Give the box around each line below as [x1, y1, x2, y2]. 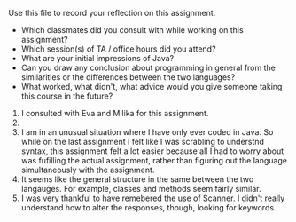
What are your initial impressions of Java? [20, 53, 175, 63]
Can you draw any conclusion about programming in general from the [20, 62, 276, 73]
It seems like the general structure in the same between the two [20, 174, 254, 185]
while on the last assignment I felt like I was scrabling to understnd [20, 137, 265, 147]
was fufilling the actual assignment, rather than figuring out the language [20, 155, 287, 165]
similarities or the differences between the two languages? [20, 72, 236, 83]
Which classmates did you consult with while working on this [20, 25, 245, 35]
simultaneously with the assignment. [20, 164, 155, 175]
